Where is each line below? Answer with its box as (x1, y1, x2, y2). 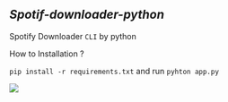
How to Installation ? (9, 48, 85, 59)
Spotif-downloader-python (9, 7, 164, 22)
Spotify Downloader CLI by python (9, 30, 137, 41)
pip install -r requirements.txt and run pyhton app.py (9, 65, 220, 76)
